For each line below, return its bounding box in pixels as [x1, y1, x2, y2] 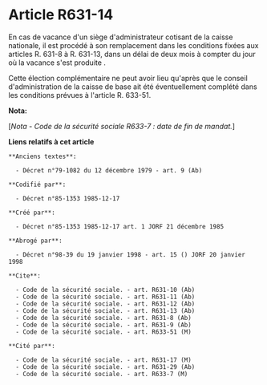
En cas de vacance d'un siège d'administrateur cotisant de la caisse [8, 32, 233, 42]
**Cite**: [8, 271, 42, 280]
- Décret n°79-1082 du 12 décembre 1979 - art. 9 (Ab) [15, 166, 203, 174]
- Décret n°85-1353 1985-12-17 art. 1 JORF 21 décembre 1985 [15, 222, 225, 230]
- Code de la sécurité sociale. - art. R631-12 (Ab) [15, 299, 196, 308]
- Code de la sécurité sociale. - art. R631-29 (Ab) [15, 363, 196, 371]
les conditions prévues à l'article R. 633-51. [8, 90, 152, 99]
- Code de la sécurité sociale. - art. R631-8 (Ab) [15, 314, 192, 322]
